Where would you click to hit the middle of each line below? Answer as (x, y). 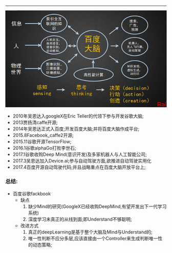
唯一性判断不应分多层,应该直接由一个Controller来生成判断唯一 (93, 238)
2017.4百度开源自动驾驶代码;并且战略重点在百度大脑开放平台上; (79, 167)
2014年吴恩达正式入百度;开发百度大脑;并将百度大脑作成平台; (76, 129)
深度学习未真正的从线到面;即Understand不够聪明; (80, 219)
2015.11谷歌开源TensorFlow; (42, 142)
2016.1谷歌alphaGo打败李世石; (44, 148)
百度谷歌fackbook (32, 193)
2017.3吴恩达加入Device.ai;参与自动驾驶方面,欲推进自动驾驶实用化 (82, 160)
